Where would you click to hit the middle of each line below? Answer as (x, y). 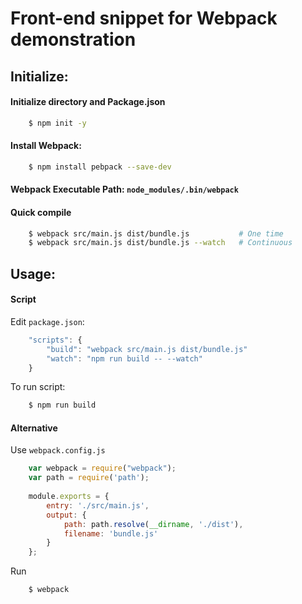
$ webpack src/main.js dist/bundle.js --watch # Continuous (160, 243)
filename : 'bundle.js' (111, 533)
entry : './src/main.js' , (98, 505)
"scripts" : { (55, 340)
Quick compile (41, 212)
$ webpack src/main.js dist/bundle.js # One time (156, 233)
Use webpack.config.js (58, 450)
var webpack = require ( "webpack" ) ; (102, 468)
